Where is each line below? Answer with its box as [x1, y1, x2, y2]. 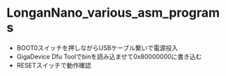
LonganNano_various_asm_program [6, 5, 220, 21]
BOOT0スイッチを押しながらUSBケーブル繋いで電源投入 [16, 43, 179, 52]
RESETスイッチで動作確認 [16, 61, 91, 69]
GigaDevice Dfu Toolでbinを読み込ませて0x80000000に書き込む [16, 52, 202, 61]
